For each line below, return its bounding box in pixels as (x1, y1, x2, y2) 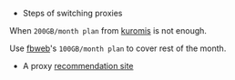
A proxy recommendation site (22, 61, 134, 71)
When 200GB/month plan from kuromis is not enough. (9, 25, 208, 35)
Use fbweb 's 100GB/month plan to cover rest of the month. (9, 43, 227, 54)
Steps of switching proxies (22, 8, 123, 18)
